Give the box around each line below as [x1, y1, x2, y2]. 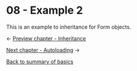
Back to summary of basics [6, 58, 74, 65]
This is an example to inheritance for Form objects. [6, 23, 132, 30]
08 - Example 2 [6, 4, 83, 17]
